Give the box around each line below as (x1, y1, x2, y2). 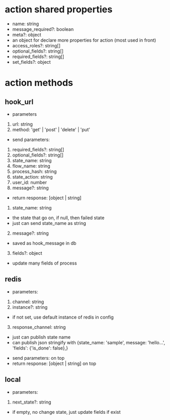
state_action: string (12, 173, 53, 180)
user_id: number (12, 179, 47, 185)
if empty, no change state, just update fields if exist (12, 409, 121, 415)
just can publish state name (12, 334, 71, 340)
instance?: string (12, 304, 48, 310)
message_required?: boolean (12, 26, 74, 32)
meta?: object (12, 31, 42, 38)
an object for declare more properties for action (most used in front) (12, 37, 156, 43)
